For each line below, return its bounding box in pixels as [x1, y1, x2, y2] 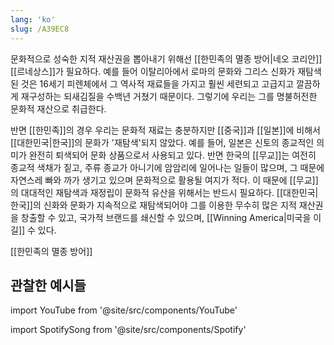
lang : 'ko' [10, 14, 56, 25]
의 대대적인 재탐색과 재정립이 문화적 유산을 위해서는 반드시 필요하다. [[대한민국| [10, 186, 319, 198]
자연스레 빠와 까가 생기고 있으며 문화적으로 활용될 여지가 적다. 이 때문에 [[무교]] [10, 174, 319, 186]
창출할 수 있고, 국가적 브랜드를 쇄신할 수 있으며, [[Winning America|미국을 [20, 211, 312, 223]
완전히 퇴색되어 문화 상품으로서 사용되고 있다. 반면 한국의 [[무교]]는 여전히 [28, 149, 317, 161]
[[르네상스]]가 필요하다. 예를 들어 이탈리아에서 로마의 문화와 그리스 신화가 [10, 65, 296, 77]
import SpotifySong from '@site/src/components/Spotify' [10, 324, 247, 336]
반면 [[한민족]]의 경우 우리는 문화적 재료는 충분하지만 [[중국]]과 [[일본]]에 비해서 [10, 124, 321, 136]
